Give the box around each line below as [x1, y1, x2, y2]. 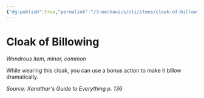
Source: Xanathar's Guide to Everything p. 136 [6, 85, 123, 92]
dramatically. [6, 73, 38, 80]
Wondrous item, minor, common [6, 55, 86, 62]
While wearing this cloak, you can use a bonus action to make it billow [6, 67, 182, 74]
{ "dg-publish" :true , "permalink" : [6, 8, 91, 15]
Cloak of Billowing [6, 34, 100, 48]
